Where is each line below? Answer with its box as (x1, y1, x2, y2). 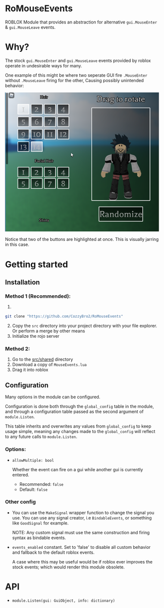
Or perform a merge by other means (12, 328, 85, 334)
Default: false (19, 486, 48, 492)
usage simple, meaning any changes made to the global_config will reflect (5, 429, 156, 434)
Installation (5, 278, 40, 286)
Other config (5, 499, 36, 505)
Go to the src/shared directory (12, 356, 73, 362)
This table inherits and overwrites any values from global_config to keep (5, 423, 151, 429)
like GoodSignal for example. (12, 520, 69, 526)
